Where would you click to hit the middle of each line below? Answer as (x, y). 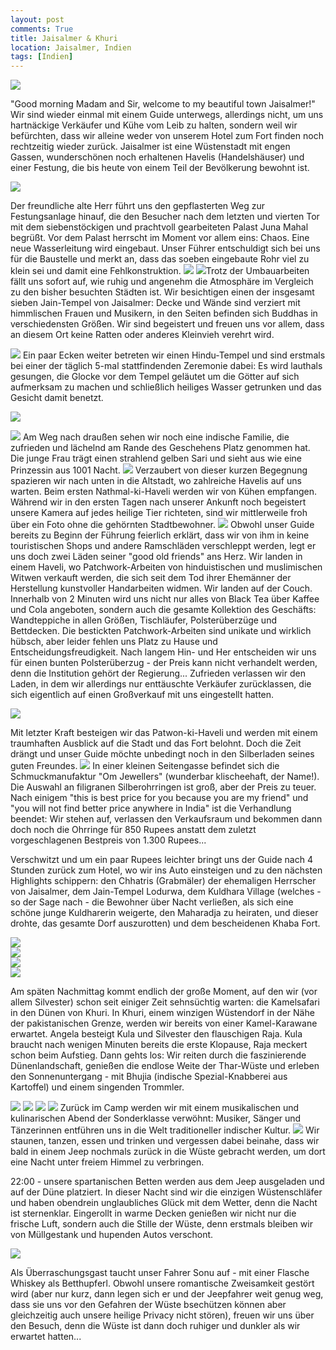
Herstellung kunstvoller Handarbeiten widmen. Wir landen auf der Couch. (161, 588)
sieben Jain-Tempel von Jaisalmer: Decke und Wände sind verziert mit (155, 303)
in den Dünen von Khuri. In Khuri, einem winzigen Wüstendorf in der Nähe (162, 1013)
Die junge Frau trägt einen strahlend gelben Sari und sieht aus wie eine (156, 458)
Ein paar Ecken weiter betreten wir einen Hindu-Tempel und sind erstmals (174, 355)
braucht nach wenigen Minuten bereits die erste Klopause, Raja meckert (159, 1045)
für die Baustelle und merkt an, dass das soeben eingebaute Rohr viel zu (160, 259)
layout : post (37, 19)
